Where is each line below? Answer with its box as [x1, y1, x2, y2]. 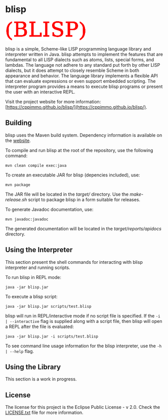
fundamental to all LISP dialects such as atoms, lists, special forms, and [5, 57, 154, 63]
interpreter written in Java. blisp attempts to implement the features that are [5, 51, 163, 57]
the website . [5, 137, 31, 144]
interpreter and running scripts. [5, 264, 70, 270]
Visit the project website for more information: [5, 99, 101, 105]
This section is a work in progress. [5, 376, 77, 382]
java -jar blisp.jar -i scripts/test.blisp [5, 334, 99, 339]
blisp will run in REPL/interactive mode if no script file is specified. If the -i [5, 312, 161, 319]
